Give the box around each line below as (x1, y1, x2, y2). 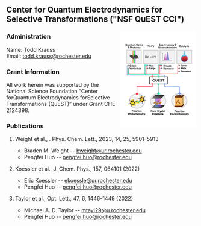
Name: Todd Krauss (6, 46, 55, 53)
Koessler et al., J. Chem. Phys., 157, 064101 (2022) (14, 165, 140, 172)
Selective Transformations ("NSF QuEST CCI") (6, 14, 185, 25)
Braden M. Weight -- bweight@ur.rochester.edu (23, 147, 143, 154)
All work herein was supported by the (6, 81, 99, 88)
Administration (6, 33, 51, 41)
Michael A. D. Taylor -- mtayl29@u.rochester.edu (23, 207, 146, 214)
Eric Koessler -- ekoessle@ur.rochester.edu (23, 177, 132, 184)
